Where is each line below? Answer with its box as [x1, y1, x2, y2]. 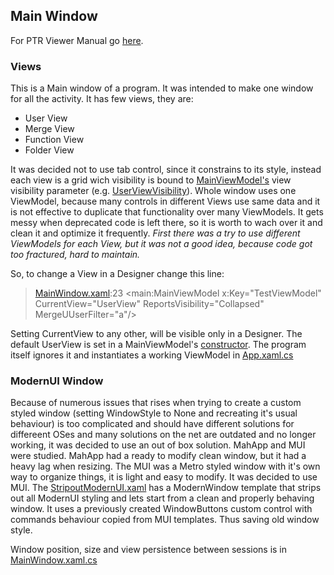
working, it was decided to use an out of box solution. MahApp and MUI [10, 439, 306, 451]
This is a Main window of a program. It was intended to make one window [10, 82, 314, 94]
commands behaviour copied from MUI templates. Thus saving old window [10, 514, 320, 526]
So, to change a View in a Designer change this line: [10, 268, 225, 280]
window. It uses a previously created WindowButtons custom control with [10, 503, 313, 515]
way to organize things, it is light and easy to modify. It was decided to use [10, 471, 318, 483]
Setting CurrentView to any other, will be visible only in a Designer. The [10, 328, 303, 340]
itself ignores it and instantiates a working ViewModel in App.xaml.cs [10, 349, 294, 361]
